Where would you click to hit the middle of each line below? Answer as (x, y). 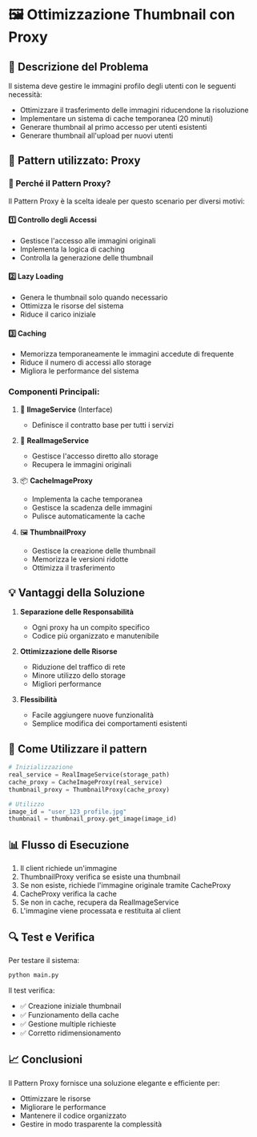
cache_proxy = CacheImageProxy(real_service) (85, 782)
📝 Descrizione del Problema (78, 67)
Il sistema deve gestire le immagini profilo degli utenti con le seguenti (122, 86)
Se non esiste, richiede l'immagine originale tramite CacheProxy (125, 885)
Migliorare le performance (63, 1107)
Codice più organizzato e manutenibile (95, 636)
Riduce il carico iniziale (58, 314)
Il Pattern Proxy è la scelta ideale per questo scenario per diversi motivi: (127, 201)
